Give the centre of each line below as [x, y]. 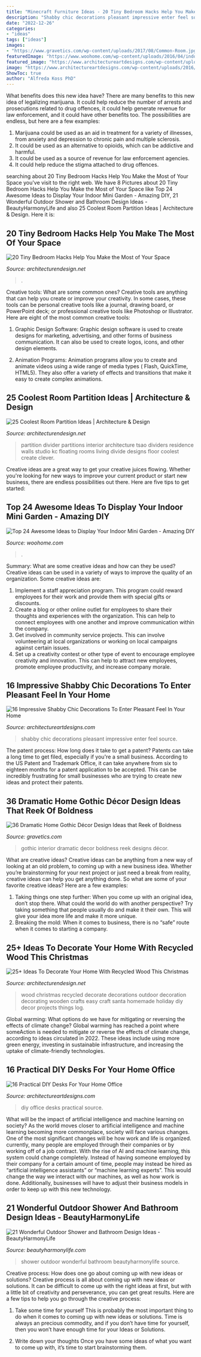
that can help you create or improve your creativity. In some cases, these [96, 298]
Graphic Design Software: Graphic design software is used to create [99, 329]
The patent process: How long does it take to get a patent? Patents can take [100, 751]
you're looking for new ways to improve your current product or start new [97, 476]
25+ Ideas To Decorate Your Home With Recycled [100, 948]
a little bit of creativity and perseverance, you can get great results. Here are [100, 1292]
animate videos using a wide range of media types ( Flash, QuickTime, [101, 366]
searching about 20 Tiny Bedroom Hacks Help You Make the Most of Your [97, 176]
